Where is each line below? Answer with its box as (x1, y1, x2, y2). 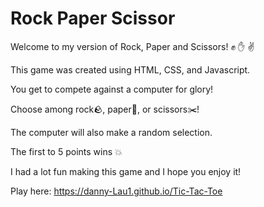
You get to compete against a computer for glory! (10, 83, 214, 95)
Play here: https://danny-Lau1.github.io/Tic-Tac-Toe (10, 185, 223, 197)
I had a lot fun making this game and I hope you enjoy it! (10, 165, 242, 177)
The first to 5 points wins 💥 (10, 145, 123, 157)
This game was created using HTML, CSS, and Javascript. (10, 63, 251, 76)
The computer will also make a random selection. (10, 126, 213, 138)
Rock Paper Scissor (10, 7, 176, 30)
